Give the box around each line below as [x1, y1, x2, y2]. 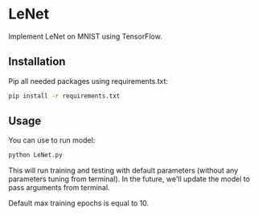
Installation [8, 55, 66, 69]
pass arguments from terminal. [8, 183, 110, 193]
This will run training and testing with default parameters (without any [8, 166, 239, 176]
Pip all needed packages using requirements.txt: [8, 76, 169, 85]
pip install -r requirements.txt [8, 92, 121, 100]
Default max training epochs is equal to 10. [8, 198, 149, 208]
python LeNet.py [8, 151, 63, 160]
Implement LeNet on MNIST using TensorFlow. [8, 31, 162, 41]
